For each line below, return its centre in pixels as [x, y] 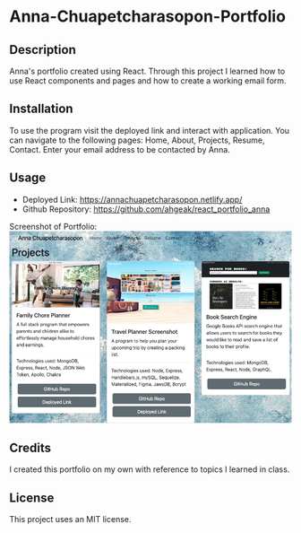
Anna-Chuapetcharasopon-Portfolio [148, 17]
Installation [41, 109]
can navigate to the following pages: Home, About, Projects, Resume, [137, 140]
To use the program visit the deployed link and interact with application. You [149, 130]
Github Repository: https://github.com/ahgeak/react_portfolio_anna [146, 209]
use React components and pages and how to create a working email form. [148, 81]
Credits [30, 447]
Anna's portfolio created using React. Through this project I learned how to [147, 71]
